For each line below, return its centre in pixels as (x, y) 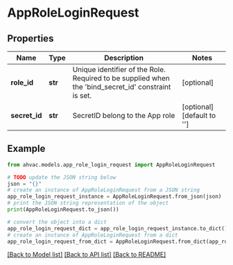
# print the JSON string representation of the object (88, 203)
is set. (82, 95)
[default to (199, 116)
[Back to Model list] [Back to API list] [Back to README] (87, 255)
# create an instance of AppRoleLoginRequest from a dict (93, 235)
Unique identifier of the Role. (119, 69)
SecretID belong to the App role (124, 116)
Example (26, 149)
